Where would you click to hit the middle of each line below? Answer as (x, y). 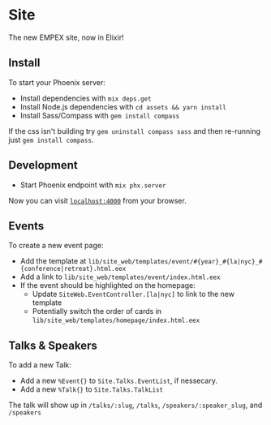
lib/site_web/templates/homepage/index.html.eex (116, 321)
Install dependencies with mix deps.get (86, 98)
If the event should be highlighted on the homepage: (108, 285)
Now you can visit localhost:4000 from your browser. (97, 200)
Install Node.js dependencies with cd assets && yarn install (123, 106)
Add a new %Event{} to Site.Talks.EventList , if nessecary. (118, 381)
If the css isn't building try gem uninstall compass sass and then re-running (135, 131)
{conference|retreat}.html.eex (73, 269)
